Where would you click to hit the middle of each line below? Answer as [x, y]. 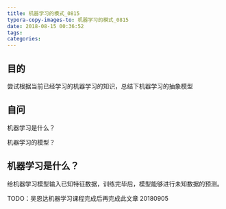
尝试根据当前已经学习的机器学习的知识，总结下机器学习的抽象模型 [100, 86]
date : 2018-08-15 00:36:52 [46, 26]
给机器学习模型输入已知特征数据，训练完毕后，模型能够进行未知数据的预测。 [115, 184]
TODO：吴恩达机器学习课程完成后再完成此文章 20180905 [88, 198]
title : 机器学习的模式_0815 [43, 13]
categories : [24, 39]
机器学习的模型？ [31, 142]
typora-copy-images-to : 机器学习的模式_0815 [68, 20]
